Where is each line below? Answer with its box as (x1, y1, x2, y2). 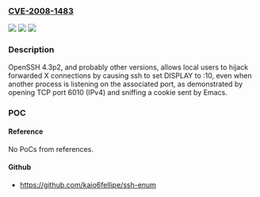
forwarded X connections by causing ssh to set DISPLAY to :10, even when (8, 70, 252, 80)
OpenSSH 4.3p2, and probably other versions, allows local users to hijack (8, 62, 248, 72)
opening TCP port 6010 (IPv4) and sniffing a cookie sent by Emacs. (8, 87, 227, 97)
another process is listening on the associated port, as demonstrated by (8, 79, 243, 89)
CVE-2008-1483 (8, 6, 74, 17)
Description (8, 44, 55, 55)
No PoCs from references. (8, 144, 94, 153)
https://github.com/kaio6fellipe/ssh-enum (19, 180, 157, 189)
